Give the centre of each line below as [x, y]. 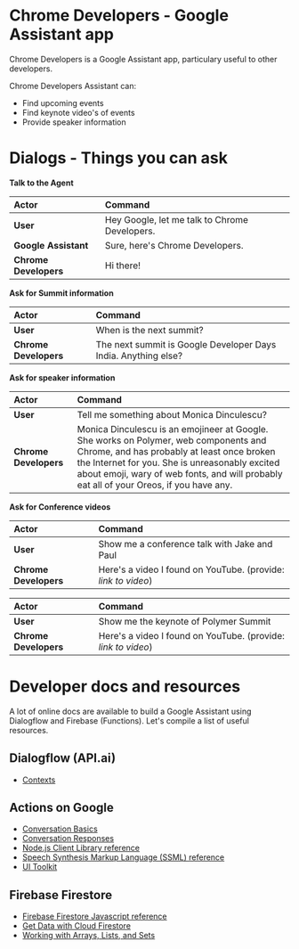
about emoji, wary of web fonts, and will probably [180, 473]
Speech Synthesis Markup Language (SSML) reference [123, 857]
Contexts [39, 780]
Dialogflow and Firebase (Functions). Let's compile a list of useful [129, 720]
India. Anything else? [139, 356]
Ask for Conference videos [60, 507]
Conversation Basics [60, 829]
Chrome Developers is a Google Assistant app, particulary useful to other [143, 59]
